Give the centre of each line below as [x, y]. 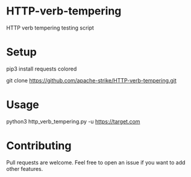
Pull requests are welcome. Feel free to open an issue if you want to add [96, 162]
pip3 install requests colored [42, 69]
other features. [25, 169]
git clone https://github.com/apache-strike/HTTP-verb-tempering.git [91, 80]
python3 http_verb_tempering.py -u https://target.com [73, 121]
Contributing [39, 146]
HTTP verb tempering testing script [50, 28]
